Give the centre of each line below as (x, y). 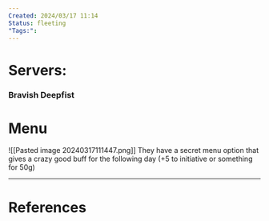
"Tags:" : (23, 30)
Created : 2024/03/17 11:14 (53, 16)
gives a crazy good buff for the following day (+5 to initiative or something (130, 159)
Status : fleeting (37, 23)
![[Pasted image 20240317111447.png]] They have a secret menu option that (133, 151)
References (47, 207)
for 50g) (22, 167)
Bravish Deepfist (41, 95)
